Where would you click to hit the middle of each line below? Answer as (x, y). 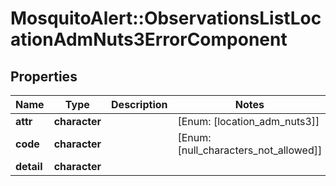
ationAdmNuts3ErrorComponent (149, 39)
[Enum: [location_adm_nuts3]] (248, 121)
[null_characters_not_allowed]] (250, 150)
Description (139, 104)
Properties (44, 76)
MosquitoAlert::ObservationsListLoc (166, 18)
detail (29, 166)
